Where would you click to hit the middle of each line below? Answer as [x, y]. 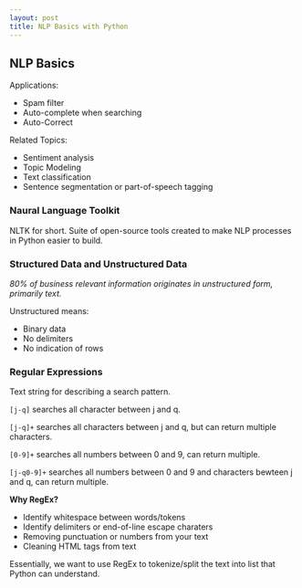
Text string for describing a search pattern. [90, 392]
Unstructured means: [49, 310]
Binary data [44, 329]
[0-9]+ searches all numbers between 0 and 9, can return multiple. [135, 455]
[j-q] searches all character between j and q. [95, 409]
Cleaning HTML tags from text [79, 546]
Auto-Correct [47, 122]
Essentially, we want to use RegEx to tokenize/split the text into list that [142, 564]
